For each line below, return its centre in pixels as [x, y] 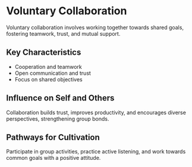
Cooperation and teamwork [48, 67]
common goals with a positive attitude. [53, 158]
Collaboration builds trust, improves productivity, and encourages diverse [96, 112]
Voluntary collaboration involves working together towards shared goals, [95, 27]
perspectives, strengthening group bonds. [58, 119]
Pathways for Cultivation [53, 137]
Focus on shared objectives [48, 79]
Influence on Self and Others [60, 98]
